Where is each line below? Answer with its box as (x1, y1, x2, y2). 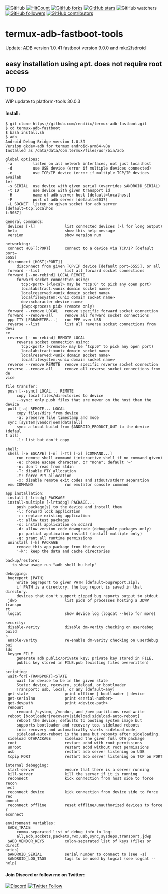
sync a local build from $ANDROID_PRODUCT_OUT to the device (16, 424, 149, 430)
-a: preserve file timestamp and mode (16, 415, 99, 421)
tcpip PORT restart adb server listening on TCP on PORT (7, 754, 163, 759)
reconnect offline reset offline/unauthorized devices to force (7, 803, 163, 808)
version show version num (7, 233, 101, 238)
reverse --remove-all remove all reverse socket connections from (7, 367, 160, 372)
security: (5, 620, 26, 626)
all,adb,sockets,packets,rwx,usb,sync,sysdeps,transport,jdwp (16, 834, 152, 840)
